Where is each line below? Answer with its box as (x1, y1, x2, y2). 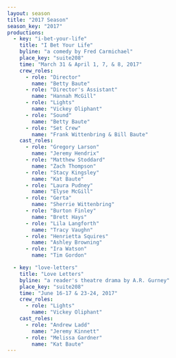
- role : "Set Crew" (25, 125, 81, 131)
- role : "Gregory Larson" (25, 144, 99, 151)
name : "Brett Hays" (32, 214, 88, 220)
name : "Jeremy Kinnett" (32, 328, 99, 335)
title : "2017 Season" (7, 16, 69, 23)
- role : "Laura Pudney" (25, 182, 94, 189)
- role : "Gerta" (25, 194, 72, 202)
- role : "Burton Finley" (25, 207, 97, 214)
